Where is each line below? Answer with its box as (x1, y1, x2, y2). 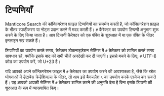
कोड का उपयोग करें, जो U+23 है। (5, 59, 61, 64)
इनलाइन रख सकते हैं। (5, 37, 41, 43)
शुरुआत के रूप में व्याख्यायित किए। (5, 85, 59, 91)
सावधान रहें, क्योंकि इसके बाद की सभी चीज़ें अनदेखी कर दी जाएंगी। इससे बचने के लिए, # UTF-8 (5, 53, 157, 59)
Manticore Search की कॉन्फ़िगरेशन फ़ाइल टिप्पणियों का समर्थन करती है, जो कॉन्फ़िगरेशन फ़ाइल (5, 21, 160, 27)
